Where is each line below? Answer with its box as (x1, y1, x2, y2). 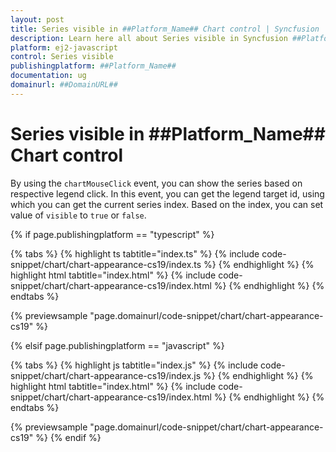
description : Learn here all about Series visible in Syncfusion (10, 33, 288, 43)
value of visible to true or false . (10, 209, 147, 221)
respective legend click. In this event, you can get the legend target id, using (10, 187, 325, 200)
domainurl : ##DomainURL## (10, 80, 118, 90)
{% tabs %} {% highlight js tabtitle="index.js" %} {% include (10, 359, 259, 371)
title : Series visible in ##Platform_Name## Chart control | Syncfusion (10, 24, 320, 34)
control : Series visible (10, 52, 114, 62)
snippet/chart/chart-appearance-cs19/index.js (10, 369, 202, 381)
